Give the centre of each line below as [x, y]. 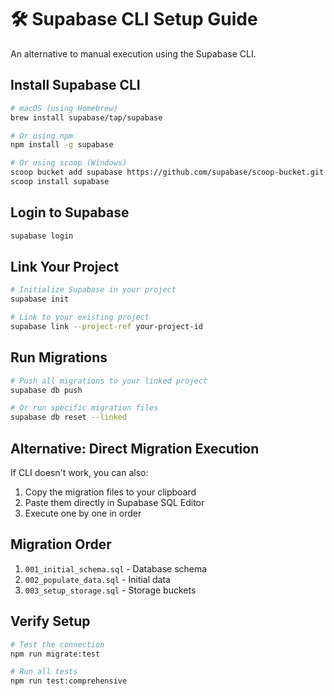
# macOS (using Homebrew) [64, 108]
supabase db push [46, 390]
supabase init [40, 299]
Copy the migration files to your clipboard [110, 492]
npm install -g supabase [62, 145]
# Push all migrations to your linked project [109, 381]
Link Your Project [65, 266]
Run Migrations [59, 357]
